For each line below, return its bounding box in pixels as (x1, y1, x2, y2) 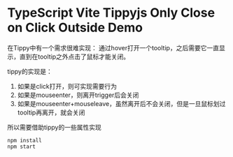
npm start (7, 143, 36, 150)
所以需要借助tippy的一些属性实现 (7, 123, 101, 131)
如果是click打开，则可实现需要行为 (17, 82, 118, 90)
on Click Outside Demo (7, 20, 143, 36)
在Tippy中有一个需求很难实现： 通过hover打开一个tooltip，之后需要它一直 (7, 43, 219, 52)
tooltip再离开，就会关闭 (17, 108, 85, 117)
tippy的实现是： (7, 67, 52, 75)
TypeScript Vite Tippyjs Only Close (7, 5, 216, 21)
